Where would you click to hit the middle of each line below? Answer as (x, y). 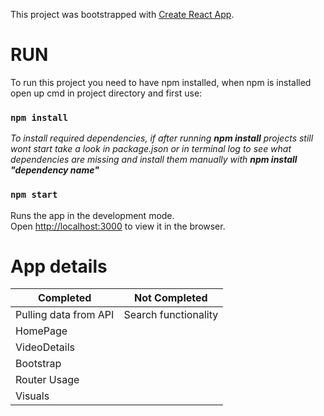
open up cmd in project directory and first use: (106, 93)
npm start (34, 195)
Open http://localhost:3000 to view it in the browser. (118, 226)
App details (59, 266)
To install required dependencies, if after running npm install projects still (162, 138)
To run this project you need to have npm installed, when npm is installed (161, 82)
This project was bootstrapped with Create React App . (122, 14)
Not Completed (170, 298)
